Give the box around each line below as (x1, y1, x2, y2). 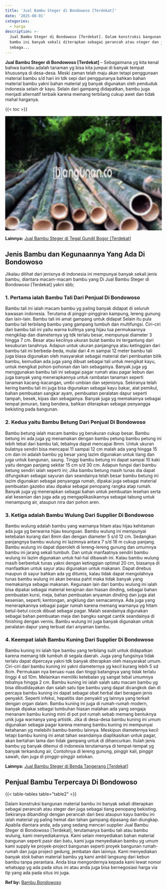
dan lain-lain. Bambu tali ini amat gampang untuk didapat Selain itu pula (5, 316, 152, 322)
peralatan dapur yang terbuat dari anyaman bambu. (5, 623, 111, 629)
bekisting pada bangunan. (5, 406, 59, 412)
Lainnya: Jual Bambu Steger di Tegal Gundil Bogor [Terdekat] (5, 235, 132, 242)
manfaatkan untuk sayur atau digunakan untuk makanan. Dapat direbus (5, 565, 152, 571)
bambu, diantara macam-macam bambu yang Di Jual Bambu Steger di (5, 276, 150, 282)
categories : (5, 18, 30, 23)
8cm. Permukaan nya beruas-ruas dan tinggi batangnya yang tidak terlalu (5, 669, 156, 675)
